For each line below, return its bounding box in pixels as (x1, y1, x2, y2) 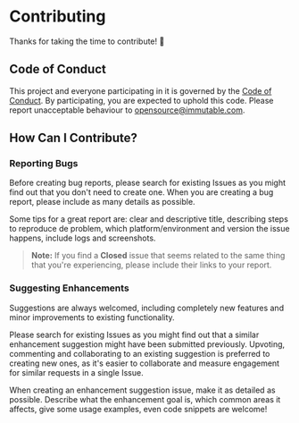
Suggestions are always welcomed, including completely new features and (9, 302, 284, 313)
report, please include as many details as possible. (9, 197, 195, 207)
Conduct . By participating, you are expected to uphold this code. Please (9, 95, 274, 106)
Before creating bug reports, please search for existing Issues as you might (9, 177, 287, 189)
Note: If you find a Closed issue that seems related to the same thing (30, 250, 286, 261)
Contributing (9, 6, 106, 27)
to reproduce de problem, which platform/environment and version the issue (9, 224, 290, 234)
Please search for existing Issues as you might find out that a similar (9, 329, 260, 340)
